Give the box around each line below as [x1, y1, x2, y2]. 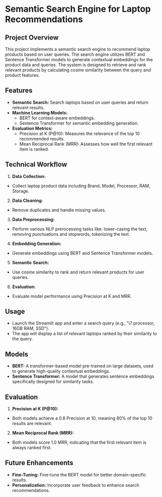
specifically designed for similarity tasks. [12, 379, 94, 384]
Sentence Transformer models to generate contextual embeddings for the [5, 57, 153, 62]
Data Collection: [12, 173, 46, 179]
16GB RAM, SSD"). [12, 325, 50, 331]
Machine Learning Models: [12, 110, 68, 115]
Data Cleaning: [12, 197, 43, 203]
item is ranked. [19, 146, 50, 152]
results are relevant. [12, 421, 53, 427]
